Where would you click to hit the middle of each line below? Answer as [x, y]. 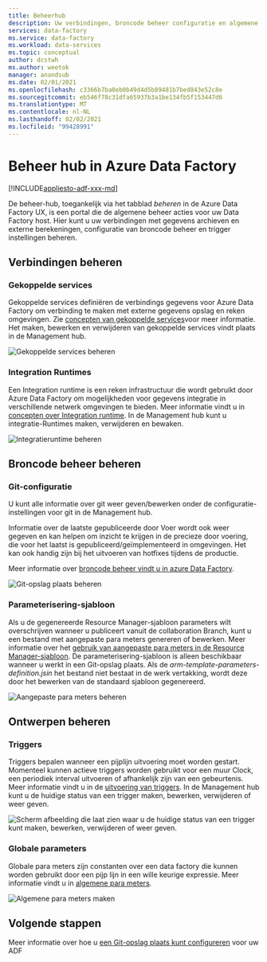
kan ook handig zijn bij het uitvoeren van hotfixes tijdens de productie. [124, 553]
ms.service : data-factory [51, 38]
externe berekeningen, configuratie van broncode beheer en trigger [120, 229]
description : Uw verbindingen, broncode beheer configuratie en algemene [133, 23]
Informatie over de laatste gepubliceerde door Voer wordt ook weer [119, 528]
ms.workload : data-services [55, 45]
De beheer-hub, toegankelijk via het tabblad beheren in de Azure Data [123, 203]
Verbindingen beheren [65, 262]
